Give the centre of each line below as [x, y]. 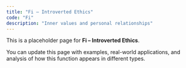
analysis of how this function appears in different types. [76, 59]
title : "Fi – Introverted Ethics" [50, 12]
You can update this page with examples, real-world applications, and [93, 52]
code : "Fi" [20, 18]
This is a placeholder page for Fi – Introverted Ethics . [73, 41]
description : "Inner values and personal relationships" [80, 23]
